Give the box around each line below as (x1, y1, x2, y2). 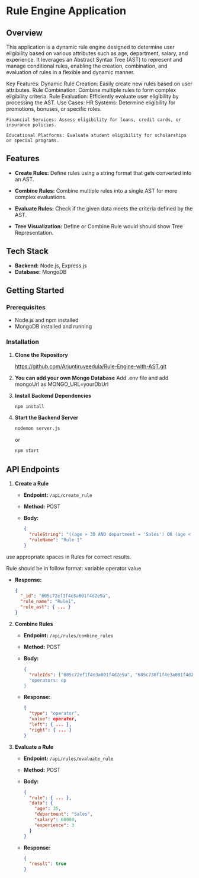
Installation (6, 338, 40, 346)
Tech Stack (6, 246, 49, 256)
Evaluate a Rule (14, 743, 54, 751)
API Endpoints (6, 464, 60, 474)
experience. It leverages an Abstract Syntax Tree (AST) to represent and (6, 56, 182, 63)
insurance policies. (6, 122, 57, 128)
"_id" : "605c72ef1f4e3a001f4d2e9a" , (20, 593, 111, 599)
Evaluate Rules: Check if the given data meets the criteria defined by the (14, 205, 193, 212)
